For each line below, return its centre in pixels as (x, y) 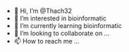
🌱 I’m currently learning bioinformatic (68, 26)
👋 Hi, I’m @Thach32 (43, 11)
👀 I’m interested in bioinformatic (60, 18)
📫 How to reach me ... (47, 41)
